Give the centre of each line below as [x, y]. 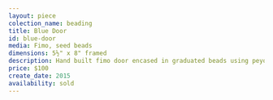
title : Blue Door [38, 31]
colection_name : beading [50, 23]
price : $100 [28, 69]
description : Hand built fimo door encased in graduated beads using [129, 61]
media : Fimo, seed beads [50, 46]
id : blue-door [32, 38]
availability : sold [41, 83]
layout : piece [32, 16]
